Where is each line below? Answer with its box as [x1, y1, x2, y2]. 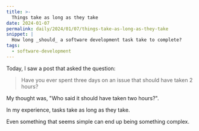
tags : [6, 43, 20, 49]
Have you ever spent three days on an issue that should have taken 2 [21, 76, 193, 83]
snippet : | [6, 31, 34, 37]
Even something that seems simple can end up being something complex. [6, 118, 190, 125]
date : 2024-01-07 [6, 20, 50, 26]
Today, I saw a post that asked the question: [6, 65, 116, 72]
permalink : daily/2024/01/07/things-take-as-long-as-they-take [6, 25, 169, 32]
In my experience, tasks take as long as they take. [6, 106, 130, 113]
